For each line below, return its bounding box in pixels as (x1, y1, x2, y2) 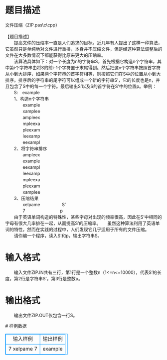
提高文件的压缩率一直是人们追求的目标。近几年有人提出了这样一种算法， (13, 39, 163, 45)
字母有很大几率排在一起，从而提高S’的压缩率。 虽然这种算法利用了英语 (5, 220, 156, 226)
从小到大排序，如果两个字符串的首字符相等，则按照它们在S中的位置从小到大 (5, 71, 161, 77)
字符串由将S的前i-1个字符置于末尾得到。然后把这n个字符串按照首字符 (19, 64, 161, 70)
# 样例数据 (5, 323, 27, 329)
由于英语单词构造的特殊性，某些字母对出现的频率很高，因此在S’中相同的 (13, 214, 162, 220)
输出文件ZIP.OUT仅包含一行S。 (13, 312, 78, 318)
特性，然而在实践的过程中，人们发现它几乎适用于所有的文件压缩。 (13, 226, 150, 232)
